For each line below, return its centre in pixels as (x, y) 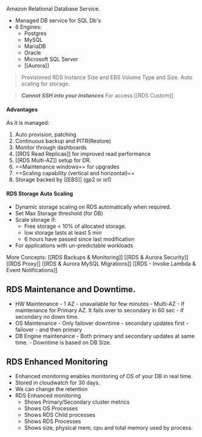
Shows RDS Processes (52, 421)
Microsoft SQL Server (51, 59)
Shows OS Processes (51, 409)
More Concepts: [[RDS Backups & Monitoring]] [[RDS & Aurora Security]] (97, 258)
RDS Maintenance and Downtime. (71, 289)
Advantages (22, 109)
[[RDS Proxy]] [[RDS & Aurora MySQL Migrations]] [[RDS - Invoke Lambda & (101, 264)
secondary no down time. (47, 317)
